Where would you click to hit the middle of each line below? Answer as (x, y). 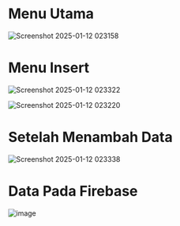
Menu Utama (51, 14)
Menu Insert (49, 68)
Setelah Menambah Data (90, 138)
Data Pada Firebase (73, 191)
